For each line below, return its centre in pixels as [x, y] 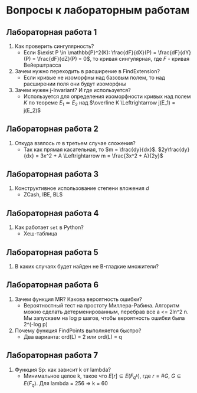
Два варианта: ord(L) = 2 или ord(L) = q [73, 336]
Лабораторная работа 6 [52, 285]
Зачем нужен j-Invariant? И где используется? [73, 90]
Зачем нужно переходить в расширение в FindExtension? [87, 71]
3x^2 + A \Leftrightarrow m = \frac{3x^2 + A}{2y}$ [102, 155]
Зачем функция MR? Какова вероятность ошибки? [78, 299]
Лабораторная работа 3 [52, 174]
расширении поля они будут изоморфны [75, 84]
